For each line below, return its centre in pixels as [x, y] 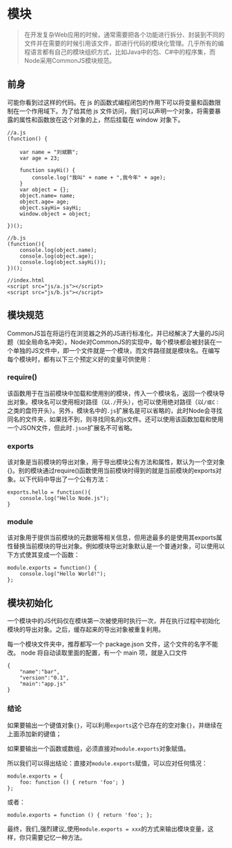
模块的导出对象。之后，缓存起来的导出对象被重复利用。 [86, 630]
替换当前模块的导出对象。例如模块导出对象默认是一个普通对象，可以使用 [116, 546]
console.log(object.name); [58, 250]
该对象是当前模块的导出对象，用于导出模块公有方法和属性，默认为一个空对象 [116, 462]
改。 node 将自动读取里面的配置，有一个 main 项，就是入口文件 [97, 653]
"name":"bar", [40, 672]
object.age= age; [45, 202]
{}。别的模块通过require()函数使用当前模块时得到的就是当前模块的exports [112, 471]
